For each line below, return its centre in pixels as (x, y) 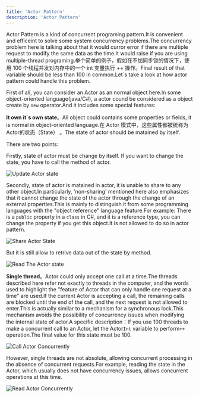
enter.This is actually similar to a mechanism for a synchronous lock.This (95, 308)
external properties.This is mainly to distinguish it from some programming (97, 204)
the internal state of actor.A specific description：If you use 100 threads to (97, 322)
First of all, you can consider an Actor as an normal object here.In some (94, 92)
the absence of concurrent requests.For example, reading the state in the (96, 364)
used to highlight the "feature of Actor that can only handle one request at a (99, 289)
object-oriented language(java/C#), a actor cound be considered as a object (99, 98)
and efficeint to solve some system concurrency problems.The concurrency (99, 41)
